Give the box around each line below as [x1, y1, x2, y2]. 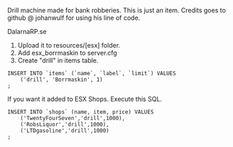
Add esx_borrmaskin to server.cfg [17, 49, 117, 57]
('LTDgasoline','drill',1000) [20, 127, 110, 134]
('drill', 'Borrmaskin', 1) [20, 76, 103, 83]
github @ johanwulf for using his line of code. [7, 13, 141, 22]
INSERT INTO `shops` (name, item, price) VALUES [7, 109, 154, 116]
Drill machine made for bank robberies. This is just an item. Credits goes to [7, 6, 226, 14]
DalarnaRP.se [7, 28, 47, 36]
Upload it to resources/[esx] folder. [17, 41, 121, 49]
